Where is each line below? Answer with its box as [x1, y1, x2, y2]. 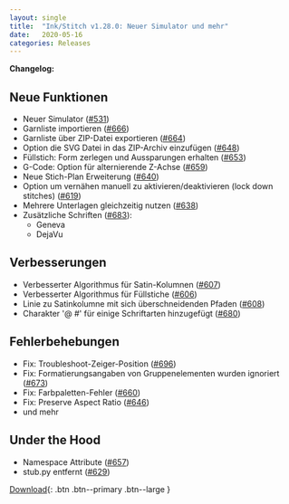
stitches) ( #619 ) [22, 191, 82, 202]
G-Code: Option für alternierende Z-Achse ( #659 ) [22, 162, 208, 173]
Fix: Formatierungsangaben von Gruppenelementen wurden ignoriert [22, 367, 280, 378]
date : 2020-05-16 [9, 30, 83, 39]
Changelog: [9, 63, 55, 74]
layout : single [9, 13, 67, 23]
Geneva [35, 219, 66, 231]
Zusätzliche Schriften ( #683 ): [22, 210, 133, 221]
